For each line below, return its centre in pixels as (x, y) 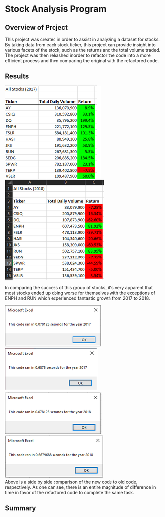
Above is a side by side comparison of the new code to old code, (71, 482)
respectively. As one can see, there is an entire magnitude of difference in (81, 487)
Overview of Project (37, 28)
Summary (21, 508)
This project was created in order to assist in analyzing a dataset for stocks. (82, 39)
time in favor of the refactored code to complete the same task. (70, 492)
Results (17, 76)
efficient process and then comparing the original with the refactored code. (82, 60)
